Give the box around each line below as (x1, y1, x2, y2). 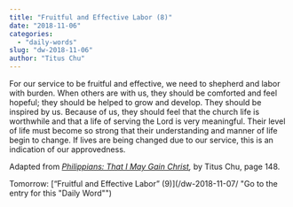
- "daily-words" (17, 37, 77, 47)
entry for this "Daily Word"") (9, 188, 113, 198)
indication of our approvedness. (9, 144, 126, 155)
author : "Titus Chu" (9, 54, 86, 63)
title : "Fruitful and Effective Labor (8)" (9, 12, 173, 22)
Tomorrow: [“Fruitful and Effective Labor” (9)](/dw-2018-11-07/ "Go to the (9, 179, 278, 188)
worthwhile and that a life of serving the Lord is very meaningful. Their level (9, 116, 286, 126)
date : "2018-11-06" (9, 21, 82, 30)
